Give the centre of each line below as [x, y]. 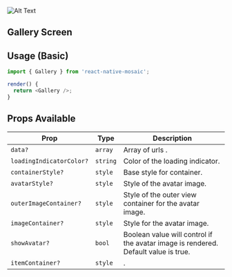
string [106, 161]
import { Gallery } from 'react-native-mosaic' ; [78, 72]
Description [172, 138]
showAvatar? [30, 243]
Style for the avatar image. [166, 223]
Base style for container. [163, 172]
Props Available [41, 118]
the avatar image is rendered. [171, 243]
